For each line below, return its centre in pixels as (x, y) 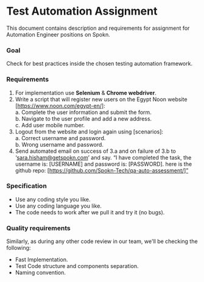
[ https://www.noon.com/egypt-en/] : (60, 105)
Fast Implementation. (41, 259)
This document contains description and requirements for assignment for (98, 28)
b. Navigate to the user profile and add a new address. (83, 118)
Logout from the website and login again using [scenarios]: (89, 132)
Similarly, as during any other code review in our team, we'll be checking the (102, 241)
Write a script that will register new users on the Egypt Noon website (101, 99)
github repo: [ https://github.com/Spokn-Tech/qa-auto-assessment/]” (102, 170)
